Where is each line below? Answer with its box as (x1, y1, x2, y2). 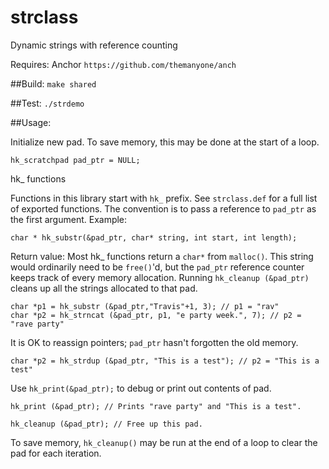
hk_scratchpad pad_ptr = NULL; (10, 155, 141, 165)
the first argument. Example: (10, 213, 128, 225)
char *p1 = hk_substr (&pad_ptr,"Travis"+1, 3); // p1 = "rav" (10, 301, 280, 311)
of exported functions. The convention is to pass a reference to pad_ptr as (10, 202, 317, 215)
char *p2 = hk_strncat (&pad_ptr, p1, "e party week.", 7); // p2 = (10, 310, 302, 320)
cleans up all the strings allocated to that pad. (10, 282, 198, 294)
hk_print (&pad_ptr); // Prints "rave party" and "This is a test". (10, 401, 302, 411)
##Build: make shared (10, 77, 97, 90)
